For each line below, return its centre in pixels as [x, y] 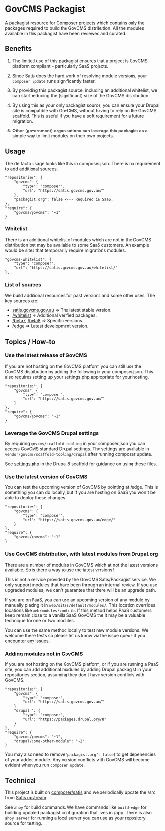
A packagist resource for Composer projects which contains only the [75, 23]
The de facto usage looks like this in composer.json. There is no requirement [83, 163]
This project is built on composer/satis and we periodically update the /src [81, 792]
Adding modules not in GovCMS [44, 654]
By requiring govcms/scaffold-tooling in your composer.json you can [75, 444]
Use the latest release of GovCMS [46, 355]
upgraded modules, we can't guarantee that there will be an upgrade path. [81, 590]
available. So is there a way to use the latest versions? [60, 570]
